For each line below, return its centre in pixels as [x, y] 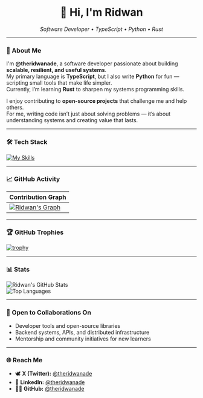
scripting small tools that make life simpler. [59, 83]
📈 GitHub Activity [33, 179]
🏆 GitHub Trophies [35, 232]
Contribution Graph [38, 197]
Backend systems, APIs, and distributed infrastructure [82, 332]
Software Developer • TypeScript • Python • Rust [101, 29]
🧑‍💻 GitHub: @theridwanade [50, 389]
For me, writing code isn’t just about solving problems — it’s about [89, 114]
